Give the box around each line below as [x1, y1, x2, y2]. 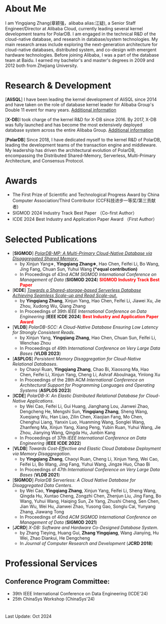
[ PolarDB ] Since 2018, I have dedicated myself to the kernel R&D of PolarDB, [5, 137, 162, 142]
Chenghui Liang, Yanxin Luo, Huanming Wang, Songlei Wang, [19, 419, 145, 425]
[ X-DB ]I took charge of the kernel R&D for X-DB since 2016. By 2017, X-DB [5, 116, 157, 122]
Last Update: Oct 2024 [5, 613, 52, 619]
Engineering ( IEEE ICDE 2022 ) [19, 440, 82, 446]
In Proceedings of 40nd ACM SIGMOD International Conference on [19, 514, 157, 520]
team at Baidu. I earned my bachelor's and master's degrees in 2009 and [5, 57, 155, 63]
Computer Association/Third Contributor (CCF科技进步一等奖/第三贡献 [12, 197, 156, 204]
